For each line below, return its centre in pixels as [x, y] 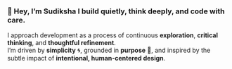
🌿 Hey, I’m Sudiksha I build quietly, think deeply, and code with [116, 11]
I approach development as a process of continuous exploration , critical [112, 35]
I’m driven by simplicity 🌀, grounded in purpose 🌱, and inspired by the [109, 50]
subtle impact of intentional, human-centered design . [86, 58]
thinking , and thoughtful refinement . [62, 43]
